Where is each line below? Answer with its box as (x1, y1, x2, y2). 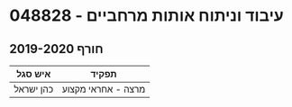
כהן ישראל (14, 83, 54, 95)
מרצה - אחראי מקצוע (61, 83, 146, 95)
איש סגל (16, 68, 51, 80)
